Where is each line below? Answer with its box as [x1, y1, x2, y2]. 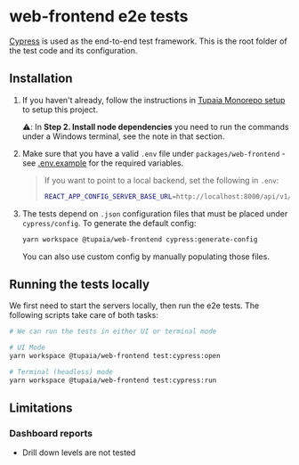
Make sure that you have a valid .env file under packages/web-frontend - [21, 148, 287, 159]
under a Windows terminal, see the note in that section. [21, 131, 225, 142]
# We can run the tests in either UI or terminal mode [9, 327, 217, 336]
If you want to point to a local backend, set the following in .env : [44, 175, 279, 185]
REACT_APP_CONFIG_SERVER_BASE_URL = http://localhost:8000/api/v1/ [44, 192, 292, 201]
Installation [9, 71, 73, 86]
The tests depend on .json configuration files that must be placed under [21, 208, 288, 219]
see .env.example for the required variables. [21, 158, 184, 168]
